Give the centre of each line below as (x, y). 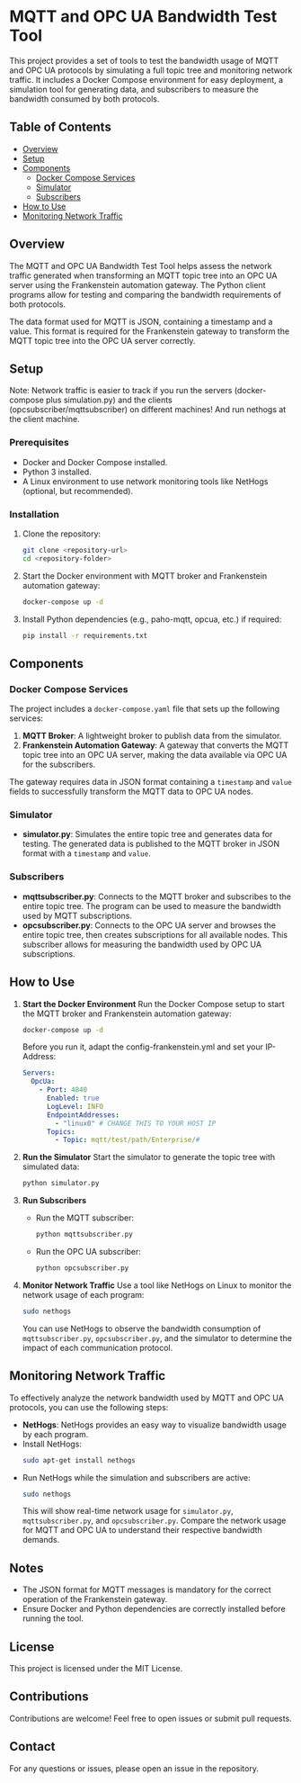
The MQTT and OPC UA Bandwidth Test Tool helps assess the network (141, 266)
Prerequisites (39, 443)
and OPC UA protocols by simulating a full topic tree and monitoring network (151, 70)
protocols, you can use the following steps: (89, 1407)
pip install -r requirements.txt (85, 635)
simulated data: (51, 1166)
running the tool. (53, 1618)
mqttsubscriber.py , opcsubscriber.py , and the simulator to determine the (157, 1337)
